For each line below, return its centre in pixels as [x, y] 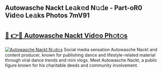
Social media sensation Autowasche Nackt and [110, 50]
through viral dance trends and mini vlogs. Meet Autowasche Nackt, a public [81, 60]
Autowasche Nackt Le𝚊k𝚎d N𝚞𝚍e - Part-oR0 [74, 8]
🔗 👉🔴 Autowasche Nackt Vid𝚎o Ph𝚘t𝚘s [66, 36]
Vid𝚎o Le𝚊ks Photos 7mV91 [47, 16]
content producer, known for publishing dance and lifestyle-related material [80, 55]
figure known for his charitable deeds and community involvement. [72, 65]
